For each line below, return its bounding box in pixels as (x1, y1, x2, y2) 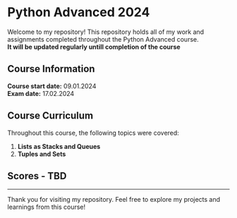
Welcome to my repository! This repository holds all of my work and (7, 28, 205, 36)
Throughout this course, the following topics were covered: (7, 128, 180, 137)
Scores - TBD (7, 170, 67, 182)
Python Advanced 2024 (7, 4, 150, 20)
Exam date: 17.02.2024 (7, 89, 75, 97)
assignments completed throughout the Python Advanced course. (7, 35, 199, 43)
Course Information (7, 63, 95, 75)
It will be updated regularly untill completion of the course (7, 42, 181, 51)
